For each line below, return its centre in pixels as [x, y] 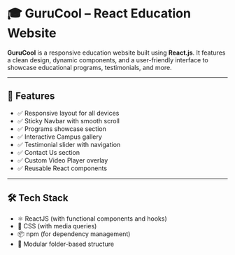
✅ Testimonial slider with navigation [69, 144]
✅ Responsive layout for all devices [68, 113]
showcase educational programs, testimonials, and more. [90, 67]
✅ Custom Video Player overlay [63, 160]
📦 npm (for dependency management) [74, 234]
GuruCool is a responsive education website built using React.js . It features [116, 53]
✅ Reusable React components [62, 168]
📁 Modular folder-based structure [65, 244]
